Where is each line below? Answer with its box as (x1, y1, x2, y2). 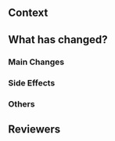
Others (8, 98, 35, 109)
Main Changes (8, 56, 65, 67)
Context (8, 6, 49, 20)
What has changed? (8, 33, 108, 46)
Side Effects (8, 78, 56, 89)
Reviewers (8, 122, 61, 136)
